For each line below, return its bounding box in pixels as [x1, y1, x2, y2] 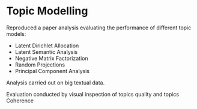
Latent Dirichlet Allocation [14, 42, 79, 49]
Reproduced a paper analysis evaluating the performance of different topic [6, 24, 192, 31]
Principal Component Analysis [14, 67, 90, 74]
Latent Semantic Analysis [14, 48, 78, 55]
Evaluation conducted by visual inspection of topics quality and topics [6, 90, 180, 98]
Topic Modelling [6, 4, 88, 18]
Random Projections [14, 61, 65, 68]
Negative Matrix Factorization [14, 54, 88, 62]
